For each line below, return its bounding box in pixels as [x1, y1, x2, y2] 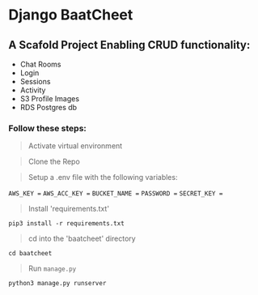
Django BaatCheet [8, 6, 133, 24]
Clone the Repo [27, 156, 81, 167]
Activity [19, 85, 46, 95]
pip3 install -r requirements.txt [8, 220, 125, 228]
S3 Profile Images [19, 94, 79, 103]
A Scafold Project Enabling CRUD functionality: [8, 38, 251, 52]
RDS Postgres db [19, 103, 78, 112]
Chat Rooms [19, 59, 61, 69]
